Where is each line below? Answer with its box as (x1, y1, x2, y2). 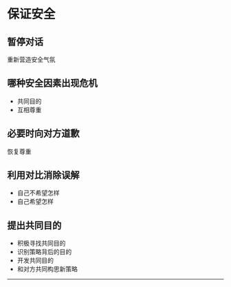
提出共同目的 (7, 220, 62, 231)
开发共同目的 (16, 256, 54, 265)
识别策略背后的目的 (16, 248, 72, 256)
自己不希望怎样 (16, 189, 60, 197)
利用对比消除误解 (7, 169, 80, 181)
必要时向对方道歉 (7, 128, 80, 140)
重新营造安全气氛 (7, 56, 56, 63)
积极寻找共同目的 (16, 239, 66, 248)
